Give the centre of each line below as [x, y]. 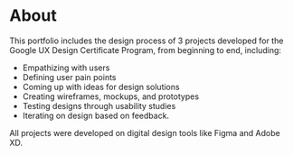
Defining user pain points [69, 77]
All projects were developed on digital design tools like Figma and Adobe [145, 132]
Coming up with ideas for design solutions [101, 87]
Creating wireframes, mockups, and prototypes [111, 96]
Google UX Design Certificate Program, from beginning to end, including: [146, 50]
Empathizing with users [66, 68]
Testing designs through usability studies [99, 105]
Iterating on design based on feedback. [96, 115]
